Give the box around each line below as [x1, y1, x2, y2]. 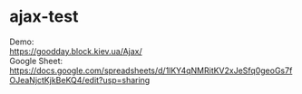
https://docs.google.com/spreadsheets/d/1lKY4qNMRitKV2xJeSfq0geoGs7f [9, 65, 293, 76]
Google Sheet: [9, 55, 63, 66]
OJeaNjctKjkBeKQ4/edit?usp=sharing [9, 74, 151, 85]
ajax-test [9, 6, 79, 27]
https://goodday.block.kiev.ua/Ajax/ [9, 45, 142, 56]
